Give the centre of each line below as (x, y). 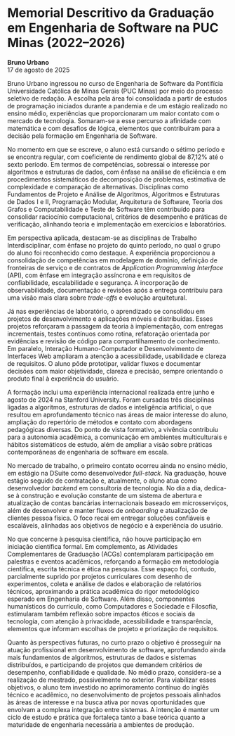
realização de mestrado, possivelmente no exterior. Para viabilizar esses (112, 680)
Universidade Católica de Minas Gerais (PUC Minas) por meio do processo (115, 91)
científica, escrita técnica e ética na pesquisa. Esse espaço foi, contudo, (112, 569)
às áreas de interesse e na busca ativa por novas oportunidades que (106, 702)
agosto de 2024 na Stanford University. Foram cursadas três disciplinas (111, 400)
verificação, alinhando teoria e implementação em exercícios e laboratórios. (117, 224)
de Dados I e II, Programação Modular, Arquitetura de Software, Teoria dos (115, 201)
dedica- (215, 488)
